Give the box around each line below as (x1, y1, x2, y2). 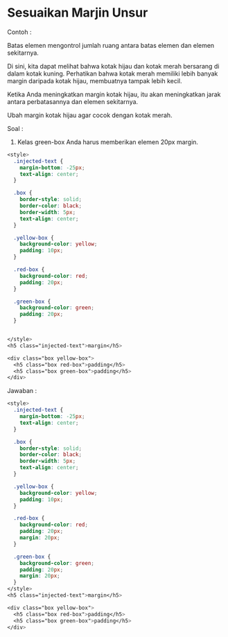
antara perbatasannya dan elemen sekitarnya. (7, 97, 139, 105)
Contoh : (7, 28, 32, 36)
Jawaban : (7, 387, 37, 395)
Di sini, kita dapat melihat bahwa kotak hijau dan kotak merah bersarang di (7, 62, 220, 70)
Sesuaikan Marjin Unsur (7, 5, 148, 21)
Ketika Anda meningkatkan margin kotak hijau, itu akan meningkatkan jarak (7, 90, 221, 98)
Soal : (7, 124, 24, 132)
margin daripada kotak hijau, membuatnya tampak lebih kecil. (7, 76, 182, 85)
